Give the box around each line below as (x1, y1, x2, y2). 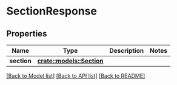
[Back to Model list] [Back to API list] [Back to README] (6, 72, 145, 80)
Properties (6, 29, 47, 39)
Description (109, 47, 144, 55)
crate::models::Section (37, 56, 104, 65)
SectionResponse (6, 4, 97, 18)
